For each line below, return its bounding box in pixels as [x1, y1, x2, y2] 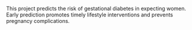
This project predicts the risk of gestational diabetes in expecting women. [6, 5, 186, 12]
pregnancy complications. [6, 18, 70, 24]
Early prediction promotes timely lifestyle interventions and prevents [6, 11, 174, 18]
